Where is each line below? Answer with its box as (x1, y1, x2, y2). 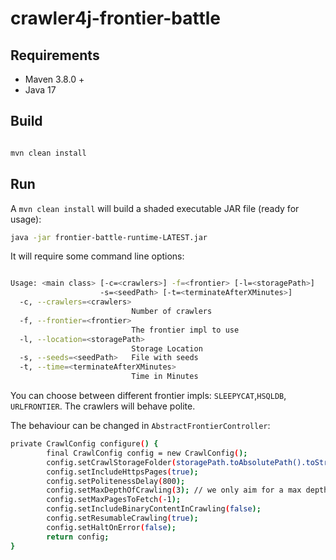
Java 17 (24, 84, 57, 96)
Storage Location (131, 343, 203, 354)
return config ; (46, 532, 110, 542)
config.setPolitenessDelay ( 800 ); (46, 476, 186, 486)
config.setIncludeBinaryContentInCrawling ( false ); (46, 504, 262, 514)
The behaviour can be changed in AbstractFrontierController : (10, 420, 271, 431)
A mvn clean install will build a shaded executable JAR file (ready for (10, 202, 300, 214)
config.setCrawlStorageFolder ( (46, 457, 177, 467)
